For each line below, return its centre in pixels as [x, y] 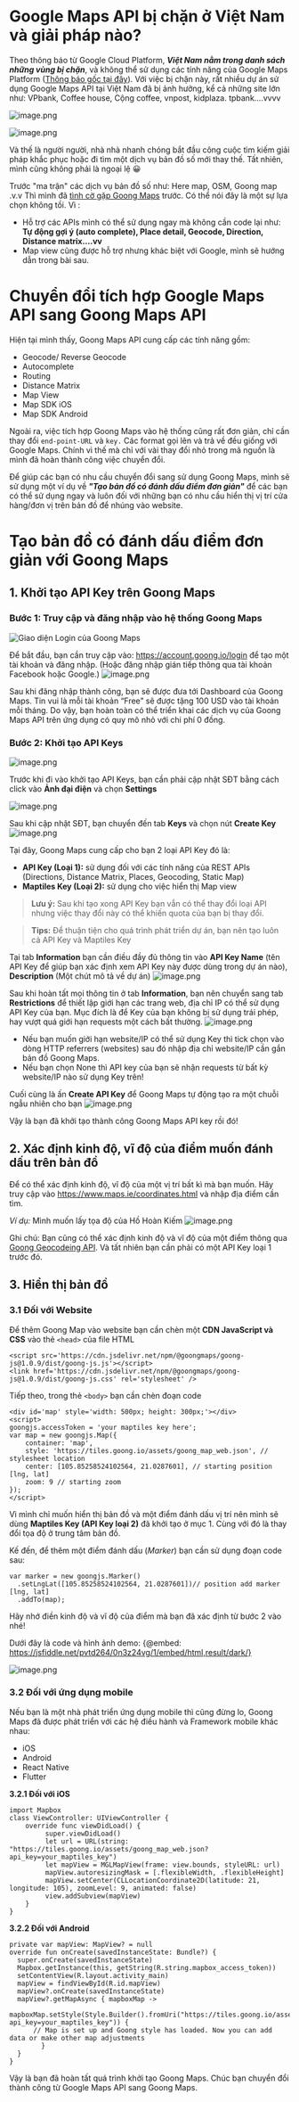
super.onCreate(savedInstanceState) [85, 1960]
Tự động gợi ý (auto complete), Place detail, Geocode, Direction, [143, 231]
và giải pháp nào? [76, 35]
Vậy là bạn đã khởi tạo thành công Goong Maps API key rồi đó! [124, 1121]
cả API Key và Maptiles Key [81, 940]
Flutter [34, 1777]
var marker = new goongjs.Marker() [75, 1576]
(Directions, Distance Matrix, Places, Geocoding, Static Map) [133, 877]
